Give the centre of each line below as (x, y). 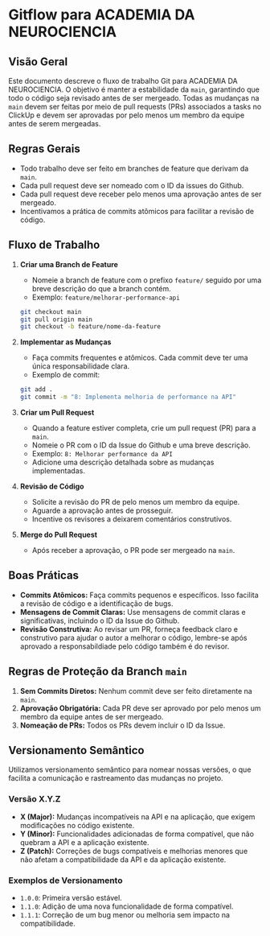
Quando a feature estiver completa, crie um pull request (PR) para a (144, 428)
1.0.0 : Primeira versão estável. (71, 898)
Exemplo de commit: (66, 375)
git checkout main (51, 311)
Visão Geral (38, 62)
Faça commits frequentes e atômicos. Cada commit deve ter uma (140, 358)
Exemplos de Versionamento (65, 880)
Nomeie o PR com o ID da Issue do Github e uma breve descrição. (141, 445)
